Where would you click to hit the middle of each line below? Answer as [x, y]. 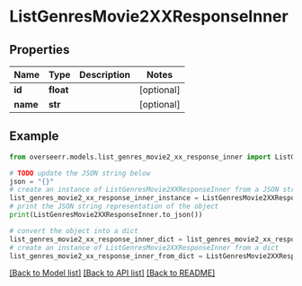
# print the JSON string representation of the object [114, 207]
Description [105, 75]
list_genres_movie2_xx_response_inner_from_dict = [106, 256]
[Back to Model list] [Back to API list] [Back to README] [112, 273]
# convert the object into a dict [74, 230]
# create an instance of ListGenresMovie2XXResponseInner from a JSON [144, 190]
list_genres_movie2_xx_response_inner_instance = [104, 198]
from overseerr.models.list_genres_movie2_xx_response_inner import [140, 157]
